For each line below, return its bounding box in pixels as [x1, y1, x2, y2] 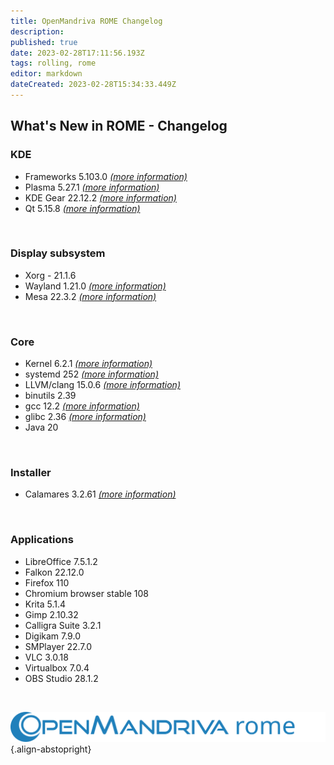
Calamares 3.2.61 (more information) [24, 488, 177, 500]
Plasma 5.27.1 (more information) [24, 181, 160, 193]
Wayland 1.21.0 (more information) [24, 280, 167, 292]
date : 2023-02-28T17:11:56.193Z [10, 48, 145, 58]
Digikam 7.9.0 [24, 630, 81, 642]
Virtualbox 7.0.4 [24, 661, 90, 674]
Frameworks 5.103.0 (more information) [24, 170, 188, 182]
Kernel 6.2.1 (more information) [24, 358, 153, 370]
